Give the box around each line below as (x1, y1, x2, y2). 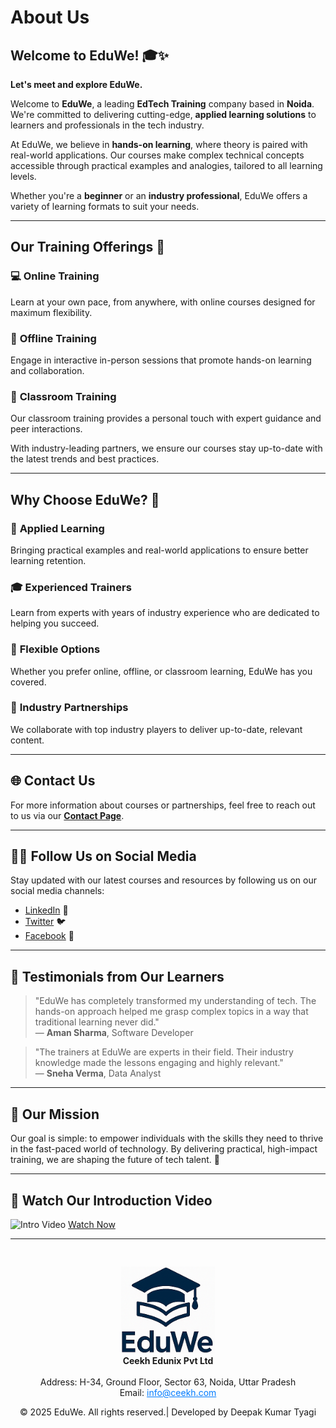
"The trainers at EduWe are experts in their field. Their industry (34, 1046, 294, 1058)
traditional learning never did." (34, 1016, 160, 1028)
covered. (10, 676, 47, 688)
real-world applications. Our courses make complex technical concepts (10, 149, 305, 161)
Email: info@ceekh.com (119, 1386, 217, 1398)
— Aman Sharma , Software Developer (34, 1027, 194, 1039)
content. (10, 734, 45, 746)
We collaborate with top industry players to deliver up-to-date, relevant (10, 723, 303, 735)
